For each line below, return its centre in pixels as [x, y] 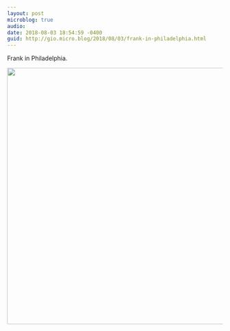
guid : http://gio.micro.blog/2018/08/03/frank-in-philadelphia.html [107, 39]
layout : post [26, 13]
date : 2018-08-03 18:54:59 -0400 [55, 32]
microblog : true [30, 20]
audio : [16, 26]
